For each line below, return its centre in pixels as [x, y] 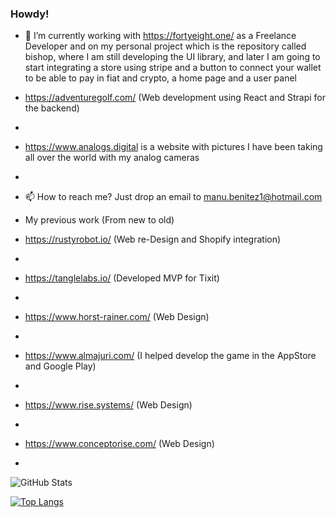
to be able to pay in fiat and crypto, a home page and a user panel [161, 78]
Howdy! [30, 14]
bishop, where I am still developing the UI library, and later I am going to [172, 57]
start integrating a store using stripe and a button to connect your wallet [173, 68]
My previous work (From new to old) [99, 220]
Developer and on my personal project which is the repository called [165, 46]
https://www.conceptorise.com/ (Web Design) [119, 444]
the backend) [52, 108]
